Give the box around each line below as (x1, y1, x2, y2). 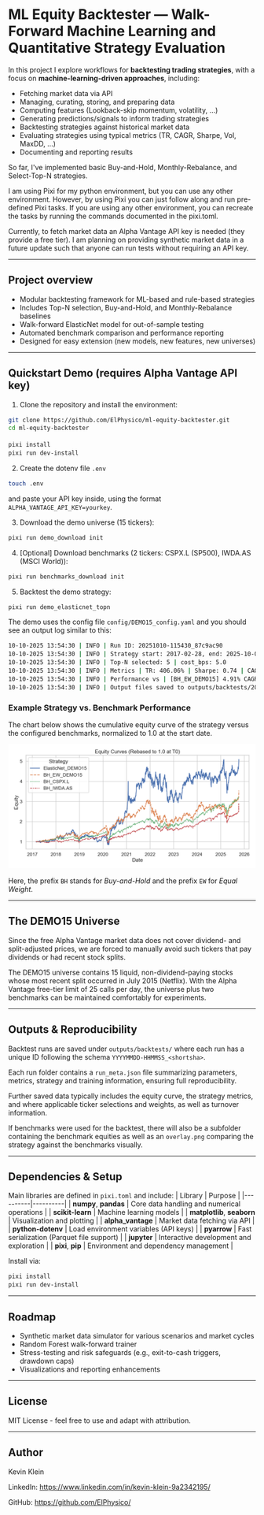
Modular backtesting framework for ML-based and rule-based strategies (19, 294, 255, 304)
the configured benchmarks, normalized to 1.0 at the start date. (8, 728, 213, 737)
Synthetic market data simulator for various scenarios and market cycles (19, 1331, 255, 1340)
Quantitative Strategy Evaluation (8, 39, 225, 57)
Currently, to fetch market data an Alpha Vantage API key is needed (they (8, 226, 245, 236)
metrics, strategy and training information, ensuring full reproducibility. (8, 1075, 237, 1085)
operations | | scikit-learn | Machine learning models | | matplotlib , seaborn (8, 1208, 255, 1217)
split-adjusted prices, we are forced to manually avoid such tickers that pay (8, 944, 252, 953)
